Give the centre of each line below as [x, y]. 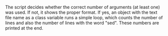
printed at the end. [24, 28]
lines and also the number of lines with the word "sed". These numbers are [82, 23]
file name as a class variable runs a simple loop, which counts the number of [84, 18]
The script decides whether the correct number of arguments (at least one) [82, 7]
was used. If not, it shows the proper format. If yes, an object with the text [81, 12]
